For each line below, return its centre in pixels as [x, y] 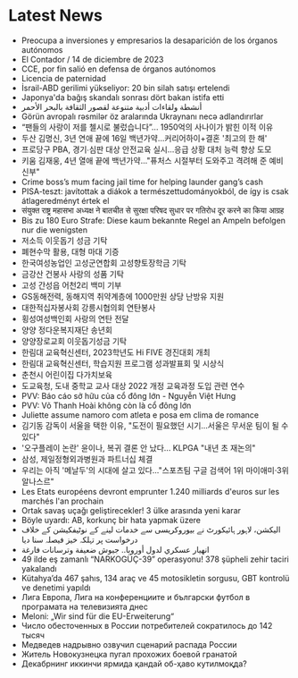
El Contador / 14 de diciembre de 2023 [92, 59]
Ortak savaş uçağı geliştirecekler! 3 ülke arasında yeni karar [131, 510]
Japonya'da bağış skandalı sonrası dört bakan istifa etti [123, 97]
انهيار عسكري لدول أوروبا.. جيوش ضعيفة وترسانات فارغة [115, 549]
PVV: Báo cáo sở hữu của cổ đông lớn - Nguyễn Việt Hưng [128, 395]
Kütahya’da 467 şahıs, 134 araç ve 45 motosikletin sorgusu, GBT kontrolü [155, 578]
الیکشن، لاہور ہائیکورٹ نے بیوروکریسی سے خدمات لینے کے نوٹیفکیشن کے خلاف [151, 530]
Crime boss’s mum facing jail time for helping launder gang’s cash [142, 182]
